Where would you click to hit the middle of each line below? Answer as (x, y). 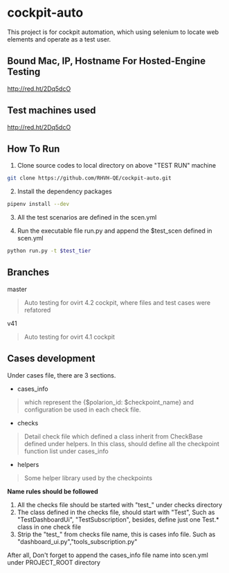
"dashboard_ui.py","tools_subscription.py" (77, 541)
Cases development (51, 359)
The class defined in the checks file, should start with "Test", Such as (116, 512)
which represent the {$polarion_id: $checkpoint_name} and (109, 402)
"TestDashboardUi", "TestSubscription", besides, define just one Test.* (118, 519)
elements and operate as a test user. (59, 39)
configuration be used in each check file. (82, 409)
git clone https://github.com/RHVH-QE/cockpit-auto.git (89, 178)
